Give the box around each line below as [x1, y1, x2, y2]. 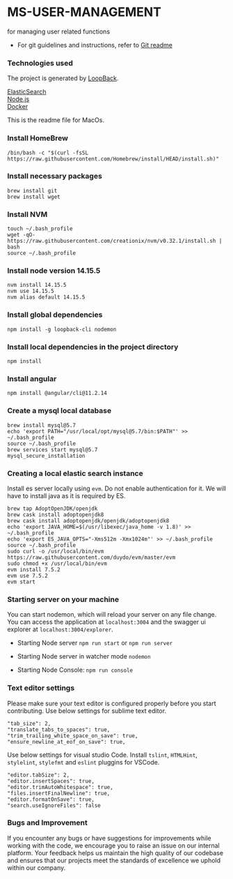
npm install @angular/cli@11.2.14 [7, 390, 108, 397]
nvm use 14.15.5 [7, 287, 54, 295]
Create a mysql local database [7, 406, 112, 416]
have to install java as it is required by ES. [7, 491, 126, 499]
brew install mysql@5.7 [7, 421, 77, 429]
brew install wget [7, 193, 61, 200]
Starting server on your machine [7, 594, 120, 604]
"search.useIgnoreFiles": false [7, 802, 101, 809]
